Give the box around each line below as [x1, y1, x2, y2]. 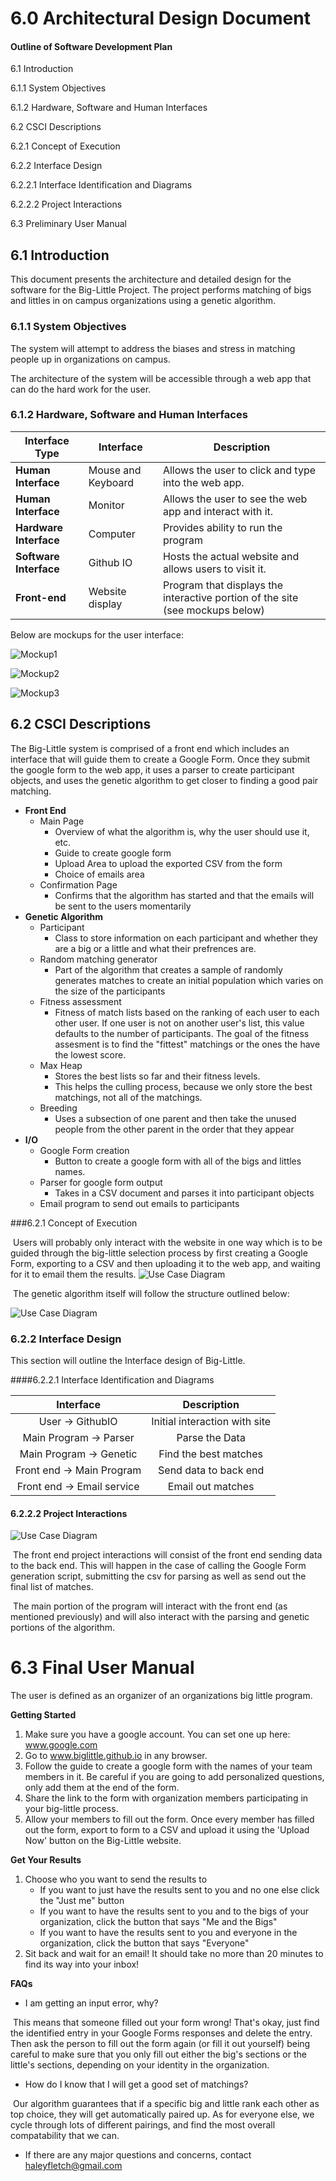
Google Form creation [39, 1144, 130, 1156]
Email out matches [167, 1479, 255, 1493]
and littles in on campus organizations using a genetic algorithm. [10, 295, 277, 307]
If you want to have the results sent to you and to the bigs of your [39, 1905, 310, 1917]
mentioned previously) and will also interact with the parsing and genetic [10, 1611, 310, 1623]
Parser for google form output [39, 1176, 163, 1188]
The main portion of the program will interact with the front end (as [12, 1600, 288, 1612]
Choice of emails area [54, 868, 145, 880]
